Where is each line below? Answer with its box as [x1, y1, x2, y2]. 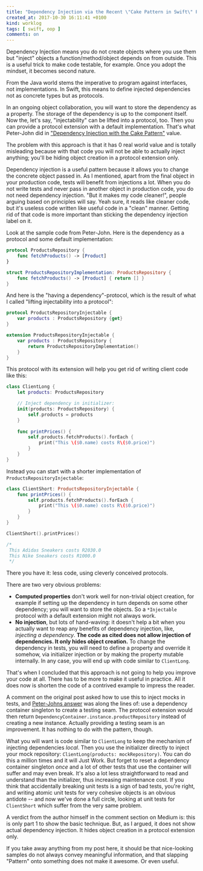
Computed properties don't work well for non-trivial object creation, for [14, 593, 195, 600]
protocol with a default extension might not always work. [14, 612, 156, 619]
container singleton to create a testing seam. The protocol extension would [6, 707, 193, 714]
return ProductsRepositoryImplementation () [28, 343, 139, 349]
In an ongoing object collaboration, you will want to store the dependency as [6, 104, 197, 111]
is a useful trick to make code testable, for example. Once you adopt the [6, 61, 186, 68]
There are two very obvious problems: [6, 581, 101, 589]
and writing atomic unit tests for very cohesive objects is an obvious [6, 789, 176, 796]
